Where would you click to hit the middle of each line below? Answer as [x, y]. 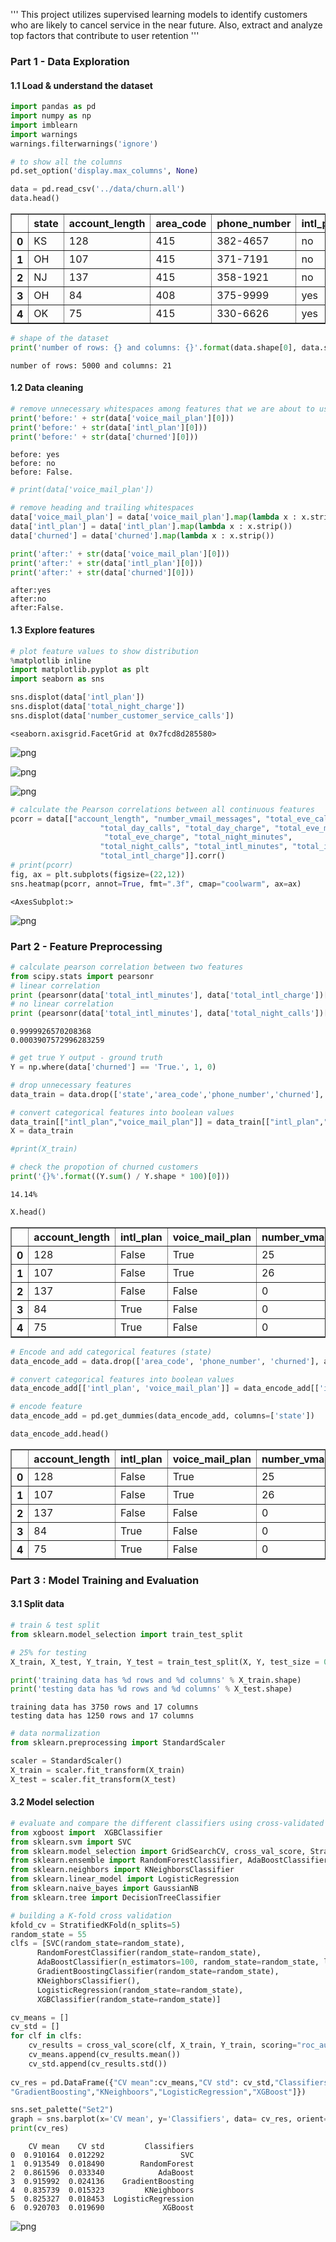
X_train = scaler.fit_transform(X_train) [98, 1770]
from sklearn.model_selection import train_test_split [127, 1634]
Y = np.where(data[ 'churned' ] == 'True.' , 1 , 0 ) [113, 1067]
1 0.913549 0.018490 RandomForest [102, 2164]
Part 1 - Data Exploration [70, 61]
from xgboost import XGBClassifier [86, 1832]
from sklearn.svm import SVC [71, 1842]
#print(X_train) [44, 1149]
